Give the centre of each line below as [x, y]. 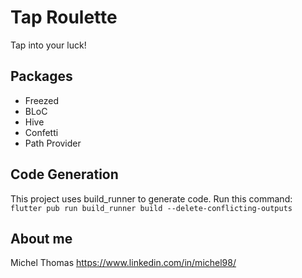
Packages [41, 76]
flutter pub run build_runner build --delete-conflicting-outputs [151, 208]
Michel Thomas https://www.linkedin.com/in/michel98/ [123, 263]
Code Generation [64, 174]
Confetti [41, 132]
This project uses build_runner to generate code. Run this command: [151, 198]
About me [41, 238]
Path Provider [53, 143]
